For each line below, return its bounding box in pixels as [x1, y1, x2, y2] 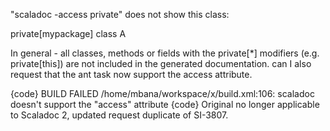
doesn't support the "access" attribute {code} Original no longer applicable [10, 99, 320, 110]
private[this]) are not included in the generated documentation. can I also [10, 58, 312, 69]
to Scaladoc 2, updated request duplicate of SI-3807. [10, 109, 229, 121]
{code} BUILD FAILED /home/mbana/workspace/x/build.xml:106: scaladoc [10, 88, 315, 99]
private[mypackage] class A [10, 28, 127, 39]
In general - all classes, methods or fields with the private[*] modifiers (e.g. [10, 47, 320, 59]
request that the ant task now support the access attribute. [10, 69, 253, 80]
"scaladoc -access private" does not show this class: [10, 9, 230, 20]
